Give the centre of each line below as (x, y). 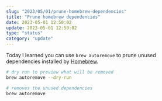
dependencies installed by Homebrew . (52, 61)
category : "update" (30, 39)
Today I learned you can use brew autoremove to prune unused (81, 55)
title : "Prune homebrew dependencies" (53, 17)
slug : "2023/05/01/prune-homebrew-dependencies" (66, 11)
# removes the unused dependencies (49, 88)
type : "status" (25, 33)
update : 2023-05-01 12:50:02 (42, 28)
